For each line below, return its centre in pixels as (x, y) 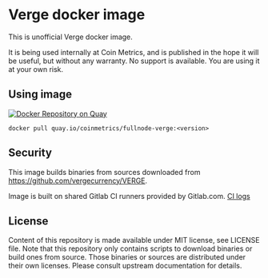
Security (30, 153)
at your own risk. (36, 69)
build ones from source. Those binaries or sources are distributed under (127, 257)
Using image (40, 95)
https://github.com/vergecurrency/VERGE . (78, 181)
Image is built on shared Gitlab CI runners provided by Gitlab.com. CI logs (129, 196)
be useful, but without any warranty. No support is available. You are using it (134, 61)
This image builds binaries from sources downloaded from (104, 172)
